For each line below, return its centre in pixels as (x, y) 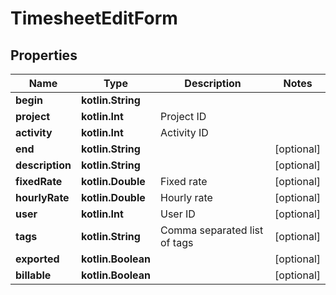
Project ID (183, 116)
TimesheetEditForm (94, 18)
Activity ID (184, 132)
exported (37, 259)
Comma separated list (212, 230)
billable (33, 275)
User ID (178, 214)
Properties (44, 55)
